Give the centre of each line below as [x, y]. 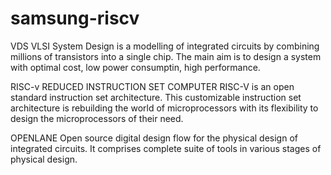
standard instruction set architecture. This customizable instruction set [156, 97]
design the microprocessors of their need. [97, 118]
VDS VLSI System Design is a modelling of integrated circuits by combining [165, 46]
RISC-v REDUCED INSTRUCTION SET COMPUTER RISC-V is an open [152, 86]
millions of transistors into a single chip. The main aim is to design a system [166, 56]
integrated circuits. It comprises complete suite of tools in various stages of [166, 148]
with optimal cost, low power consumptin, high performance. [135, 67]
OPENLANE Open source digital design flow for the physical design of [154, 138]
